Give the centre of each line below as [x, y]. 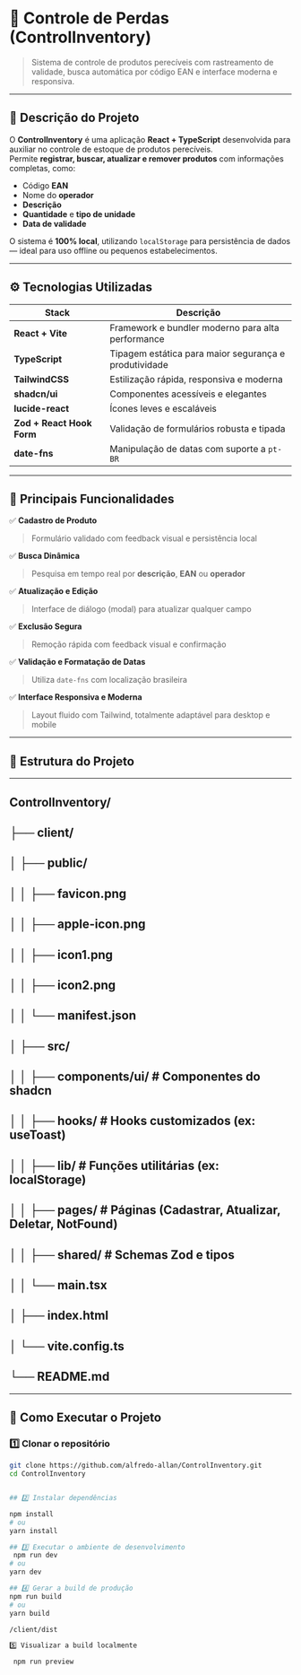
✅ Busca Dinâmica [45, 556]
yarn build [30, 1613]
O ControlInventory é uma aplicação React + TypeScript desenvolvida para [150, 139]
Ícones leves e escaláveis [163, 408]
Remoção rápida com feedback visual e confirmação [129, 644]
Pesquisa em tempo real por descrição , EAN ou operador [138, 574]
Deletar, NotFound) [64, 1224]
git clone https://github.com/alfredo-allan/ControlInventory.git [136, 1466]
